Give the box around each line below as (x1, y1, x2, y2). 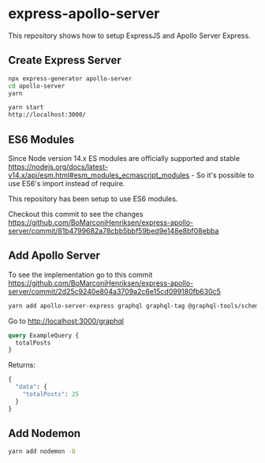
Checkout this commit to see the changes (8, 209, 144, 218)
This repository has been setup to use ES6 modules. (8, 194, 178, 203)
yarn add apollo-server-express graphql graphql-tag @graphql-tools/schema (8, 301, 263, 310)
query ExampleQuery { (8, 331, 80, 339)
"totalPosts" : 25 (22, 390, 80, 398)
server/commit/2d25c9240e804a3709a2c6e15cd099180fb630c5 (8, 286, 221, 296)
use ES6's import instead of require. (8, 178, 125, 188)
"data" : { (15, 383, 47, 391)
